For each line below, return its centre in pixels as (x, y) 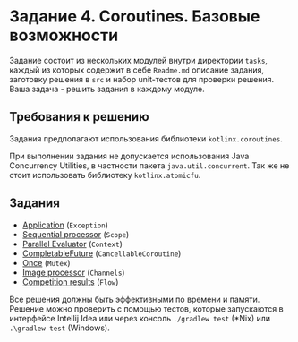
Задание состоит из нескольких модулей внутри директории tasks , (139, 60)
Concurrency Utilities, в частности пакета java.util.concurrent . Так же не (149, 165)
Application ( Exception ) (65, 225)
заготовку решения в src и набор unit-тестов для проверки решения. (142, 79)
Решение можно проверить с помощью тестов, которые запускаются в (146, 308)
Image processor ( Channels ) (73, 272)
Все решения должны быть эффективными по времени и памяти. (135, 299)
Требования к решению (79, 117)
